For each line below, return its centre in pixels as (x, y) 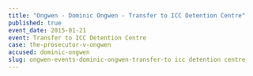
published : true (35, 23)
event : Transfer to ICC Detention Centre (77, 38)
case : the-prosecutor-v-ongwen (60, 45)
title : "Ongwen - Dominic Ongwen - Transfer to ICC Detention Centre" (127, 15)
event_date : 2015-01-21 (47, 30)
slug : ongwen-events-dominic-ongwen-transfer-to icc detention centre (127, 60)
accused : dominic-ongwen (49, 52)
